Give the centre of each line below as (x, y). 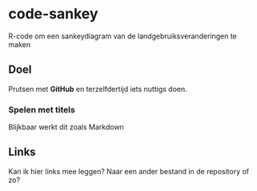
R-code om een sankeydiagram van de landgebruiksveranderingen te (123, 36)
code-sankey (53, 14)
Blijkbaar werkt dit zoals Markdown (66, 127)
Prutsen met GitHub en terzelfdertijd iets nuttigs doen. (98, 89)
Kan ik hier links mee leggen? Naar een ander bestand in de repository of (129, 171)
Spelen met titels (42, 109)
